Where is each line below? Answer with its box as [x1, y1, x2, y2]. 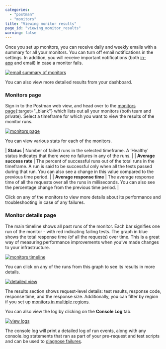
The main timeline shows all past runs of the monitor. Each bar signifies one [5, 223, 160, 229]
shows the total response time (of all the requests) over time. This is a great [5, 234, 160, 240]
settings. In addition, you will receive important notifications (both [5, 55, 140, 60]
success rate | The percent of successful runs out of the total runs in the [5, 158, 155, 164]
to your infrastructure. [5, 244, 50, 250]
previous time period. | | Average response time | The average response [5, 174, 154, 180]
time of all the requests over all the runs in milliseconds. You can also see [5, 179, 156, 185]
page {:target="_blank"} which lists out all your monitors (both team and [5, 108, 152, 114]
